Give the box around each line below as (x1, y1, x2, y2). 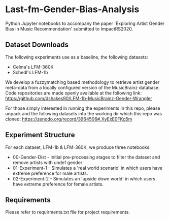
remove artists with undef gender (12, 159, 83, 166)
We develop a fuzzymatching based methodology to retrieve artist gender (5, 79, 160, 85)
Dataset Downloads (5, 41, 69, 49)
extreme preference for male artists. (12, 170, 88, 176)
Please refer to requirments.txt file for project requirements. (5, 209, 130, 215)
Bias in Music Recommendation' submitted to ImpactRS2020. (5, 25, 133, 32)
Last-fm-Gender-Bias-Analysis (5, 4, 140, 15)
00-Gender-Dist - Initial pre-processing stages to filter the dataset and (12, 154, 160, 160)
